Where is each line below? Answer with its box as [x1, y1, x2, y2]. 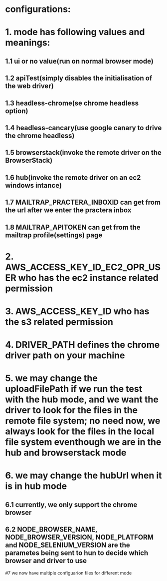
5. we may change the [5, 373, 98, 384]
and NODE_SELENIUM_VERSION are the [5, 541, 131, 549]
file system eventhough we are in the [5, 436, 162, 448]
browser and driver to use [5, 556, 87, 565]
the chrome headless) [5, 131, 75, 140]
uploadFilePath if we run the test [5, 383, 143, 395]
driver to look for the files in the [5, 404, 138, 416]
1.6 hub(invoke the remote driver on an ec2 [5, 173, 141, 182]
